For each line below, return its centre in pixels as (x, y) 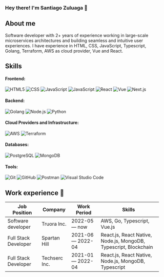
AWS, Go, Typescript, (125, 220)
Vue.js (108, 227)
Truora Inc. (54, 224)
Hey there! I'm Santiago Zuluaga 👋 (46, 8)
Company (54, 209)
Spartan (51, 237)
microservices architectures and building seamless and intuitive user (74, 40)
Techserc (52, 258)
